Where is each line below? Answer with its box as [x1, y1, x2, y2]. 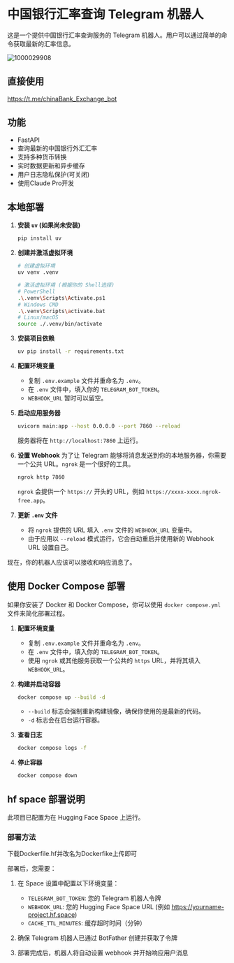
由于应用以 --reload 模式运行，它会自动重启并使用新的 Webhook [27, 534, 214, 542]
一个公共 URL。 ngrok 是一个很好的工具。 [17, 459, 135, 468]
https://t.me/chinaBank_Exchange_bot [7, 94, 117, 103]
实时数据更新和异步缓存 [17, 161, 85, 170]
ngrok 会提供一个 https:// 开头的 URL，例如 [17, 487, 145, 495]
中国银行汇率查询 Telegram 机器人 [7, 6, 204, 22]
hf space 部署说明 [7, 793, 85, 805]
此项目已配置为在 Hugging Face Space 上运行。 [7, 813, 145, 821]
